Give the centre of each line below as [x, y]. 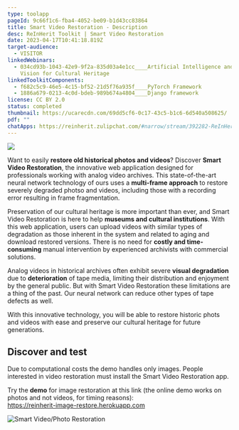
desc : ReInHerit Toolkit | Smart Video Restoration [85, 34]
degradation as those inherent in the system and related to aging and [108, 234]
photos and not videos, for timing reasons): [70, 398]
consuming [25, 249]
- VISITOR [28, 54]
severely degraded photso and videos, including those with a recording [112, 190]
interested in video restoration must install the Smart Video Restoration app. [118, 377]
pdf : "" [19, 119]
